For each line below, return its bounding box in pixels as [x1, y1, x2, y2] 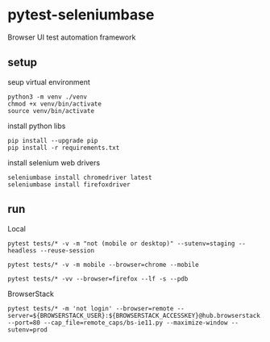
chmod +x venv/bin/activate [7, 99, 102, 108]
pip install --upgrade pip [7, 136, 98, 144]
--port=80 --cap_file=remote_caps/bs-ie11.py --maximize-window [7, 319, 228, 327]
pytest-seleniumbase [7, 6, 155, 24]
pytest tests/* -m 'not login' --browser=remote [7, 304, 174, 312]
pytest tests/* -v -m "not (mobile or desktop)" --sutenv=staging [7, 240, 235, 248]
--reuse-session [39, 246, 94, 255]
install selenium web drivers [7, 157, 101, 167]
